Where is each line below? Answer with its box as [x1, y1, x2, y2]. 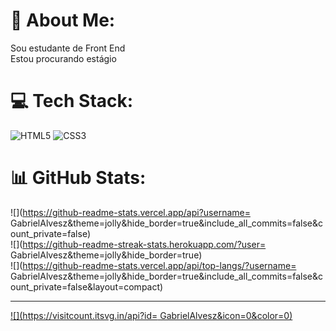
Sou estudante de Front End [10, 42, 126, 54]
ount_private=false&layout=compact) [10, 280, 164, 293]
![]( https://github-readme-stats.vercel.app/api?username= [10, 206, 251, 218]
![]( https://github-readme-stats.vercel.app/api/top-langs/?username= [10, 259, 297, 271]
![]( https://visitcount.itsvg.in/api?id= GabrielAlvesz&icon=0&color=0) [10, 309, 293, 321]
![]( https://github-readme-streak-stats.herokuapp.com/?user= [10, 238, 267, 250]
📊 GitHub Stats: [10, 167, 147, 189]
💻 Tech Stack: [10, 90, 134, 113]
